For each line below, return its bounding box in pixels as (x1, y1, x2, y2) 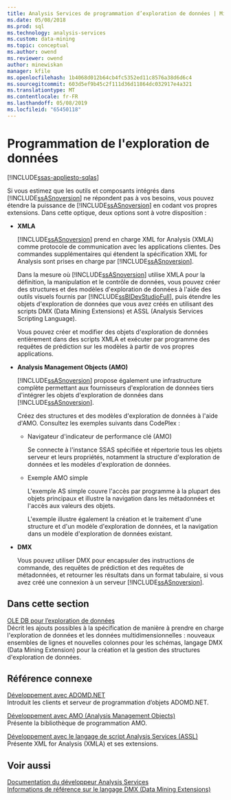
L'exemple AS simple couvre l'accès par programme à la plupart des (27, 487, 221, 495)
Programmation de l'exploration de (7, 136, 210, 151)
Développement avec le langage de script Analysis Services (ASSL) (7, 733, 198, 741)
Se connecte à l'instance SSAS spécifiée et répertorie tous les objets (27, 445, 223, 454)
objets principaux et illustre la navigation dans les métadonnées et (27, 494, 215, 503)
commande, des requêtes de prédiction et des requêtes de (16, 563, 184, 571)
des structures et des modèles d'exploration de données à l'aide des (16, 285, 212, 293)
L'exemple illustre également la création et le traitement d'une (27, 514, 202, 523)
